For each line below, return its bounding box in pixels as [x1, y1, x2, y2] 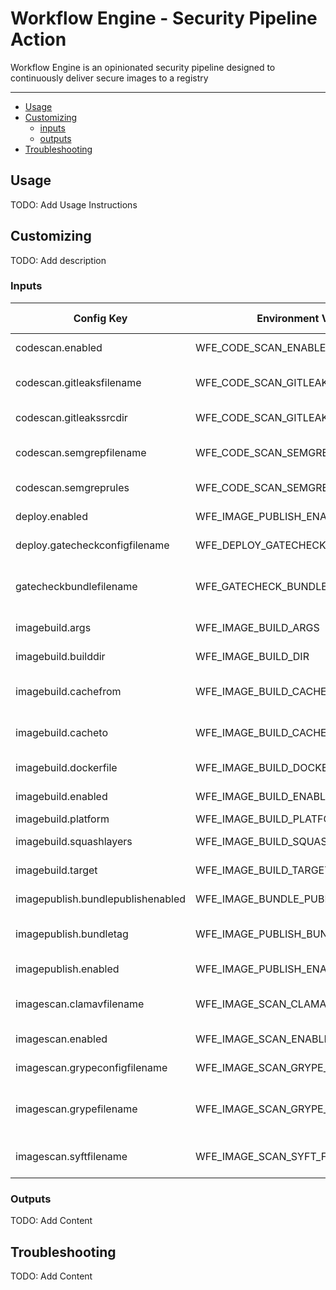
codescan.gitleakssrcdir [15, 410, 128, 424]
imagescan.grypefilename [15, 1102, 138, 1116]
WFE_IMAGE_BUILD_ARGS [195, 620, 320, 634]
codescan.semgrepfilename [15, 445, 147, 459]
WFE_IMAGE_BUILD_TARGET [195, 863, 332, 877]
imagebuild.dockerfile [15, 760, 118, 774]
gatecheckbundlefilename [15, 579, 138, 593]
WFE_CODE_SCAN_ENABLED [195, 340, 333, 354]
